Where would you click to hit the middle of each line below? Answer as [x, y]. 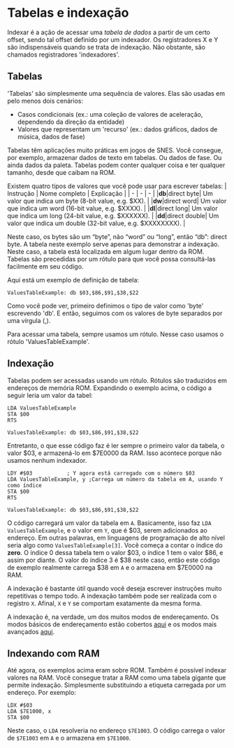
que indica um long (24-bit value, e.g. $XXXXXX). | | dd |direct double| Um [113, 215]
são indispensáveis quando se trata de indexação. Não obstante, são [107, 47]
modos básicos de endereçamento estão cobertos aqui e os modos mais [112, 624]
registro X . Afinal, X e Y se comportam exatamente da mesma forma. [105, 603]
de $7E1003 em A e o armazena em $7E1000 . [69, 738]
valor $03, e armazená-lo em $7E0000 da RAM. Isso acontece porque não [115, 453]
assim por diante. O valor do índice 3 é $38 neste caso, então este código [114, 560]
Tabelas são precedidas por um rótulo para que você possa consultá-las [111, 259]
